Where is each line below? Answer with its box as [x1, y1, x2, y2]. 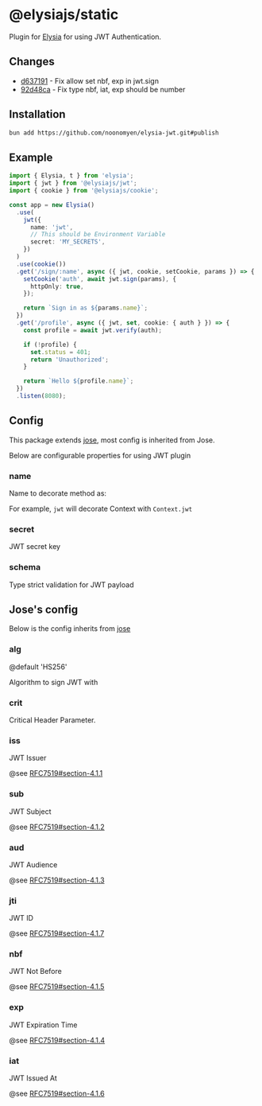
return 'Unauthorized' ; [29, 356, 110, 364]
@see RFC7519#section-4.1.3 [9, 875, 106, 885]
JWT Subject [9, 806, 52, 816]
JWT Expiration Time [9, 1020, 78, 1030]
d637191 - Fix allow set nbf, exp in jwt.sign [20, 76, 160, 85]
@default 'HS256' [9, 662, 67, 672]
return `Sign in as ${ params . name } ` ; [23, 304, 148, 312]
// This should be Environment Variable [29, 231, 166, 239]
